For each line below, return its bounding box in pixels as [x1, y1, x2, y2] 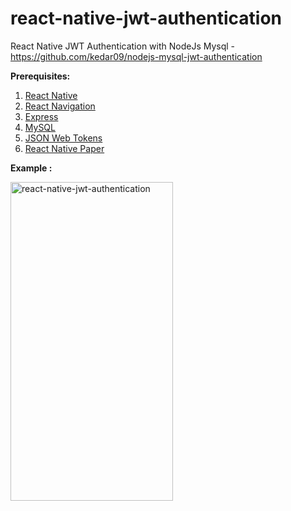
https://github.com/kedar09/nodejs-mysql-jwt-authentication [10, 50, 263, 62]
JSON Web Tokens [24, 132, 103, 144]
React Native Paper [24, 142, 105, 154]
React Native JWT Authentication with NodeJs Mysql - [10, 40, 236, 52]
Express [24, 110, 59, 122]
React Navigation [24, 100, 96, 112]
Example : [10, 162, 53, 174]
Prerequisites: [10, 70, 71, 82]
